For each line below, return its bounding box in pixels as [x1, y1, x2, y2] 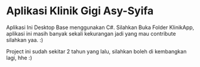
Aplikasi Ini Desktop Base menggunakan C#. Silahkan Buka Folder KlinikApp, [6, 24, 195, 31]
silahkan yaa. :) [6, 36, 44, 43]
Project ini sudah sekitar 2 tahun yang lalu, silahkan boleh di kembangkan [6, 47, 187, 55]
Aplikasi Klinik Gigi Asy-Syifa [6, 4, 154, 18]
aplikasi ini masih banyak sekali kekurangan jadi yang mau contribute [6, 30, 176, 37]
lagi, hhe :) [6, 54, 32, 61]
